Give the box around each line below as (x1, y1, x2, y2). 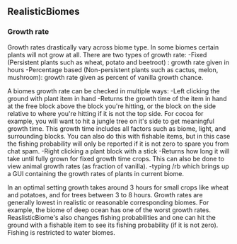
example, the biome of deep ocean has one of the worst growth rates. (7, 205, 211, 214)
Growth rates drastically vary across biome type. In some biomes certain (7, 42, 219, 52)
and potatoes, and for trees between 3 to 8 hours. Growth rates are (7, 190, 203, 199)
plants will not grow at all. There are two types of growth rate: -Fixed (7, 50, 207, 59)
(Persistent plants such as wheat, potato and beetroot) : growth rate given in (7, 58, 230, 66)
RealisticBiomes (7, 6, 80, 18)
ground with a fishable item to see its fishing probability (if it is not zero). (7, 221, 219, 229)
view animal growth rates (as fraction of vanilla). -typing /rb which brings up (7, 162, 230, 170)
